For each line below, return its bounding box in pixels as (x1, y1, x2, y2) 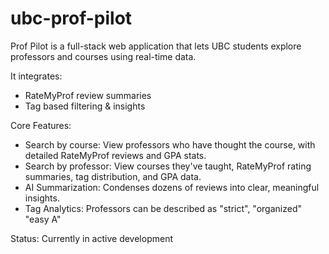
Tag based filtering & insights (24, 100, 146, 112)
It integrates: (10, 70, 63, 82)
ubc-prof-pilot (10, 7, 133, 30)
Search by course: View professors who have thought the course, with (24, 138, 316, 151)
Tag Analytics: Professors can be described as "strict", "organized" (24, 202, 303, 214)
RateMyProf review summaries (24, 89, 152, 101)
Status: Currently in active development (10, 232, 173, 244)
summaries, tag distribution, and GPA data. (24, 170, 202, 182)
